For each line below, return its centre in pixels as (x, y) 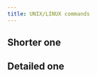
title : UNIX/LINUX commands (49, 14)
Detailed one (36, 67)
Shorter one (34, 43)
